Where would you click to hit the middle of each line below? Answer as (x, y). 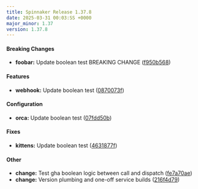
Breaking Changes (30, 48)
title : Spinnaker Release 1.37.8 (49, 12)
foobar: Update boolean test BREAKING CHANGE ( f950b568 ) (93, 63)
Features (18, 77)
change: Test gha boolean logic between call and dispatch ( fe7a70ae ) (104, 173)
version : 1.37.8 (27, 29)
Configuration (25, 104)
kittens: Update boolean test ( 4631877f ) (66, 145)
